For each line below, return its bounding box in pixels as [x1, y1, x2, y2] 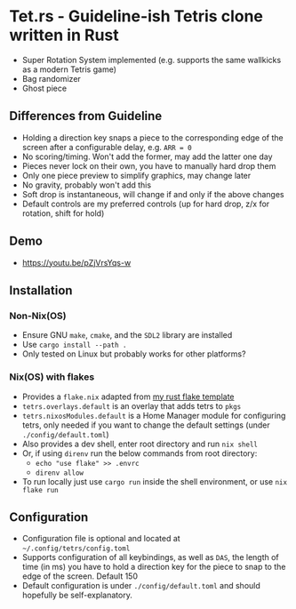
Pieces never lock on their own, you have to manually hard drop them [21, 160, 276, 171]
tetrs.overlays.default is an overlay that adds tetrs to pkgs [21, 400, 242, 411]
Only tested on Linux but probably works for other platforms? [21, 349, 246, 359]
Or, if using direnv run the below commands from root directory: [21, 447, 258, 459]
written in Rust [9, 25, 119, 45]
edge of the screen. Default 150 [21, 571, 138, 581]
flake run [21, 485, 60, 494]
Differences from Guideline [9, 108, 163, 124]
